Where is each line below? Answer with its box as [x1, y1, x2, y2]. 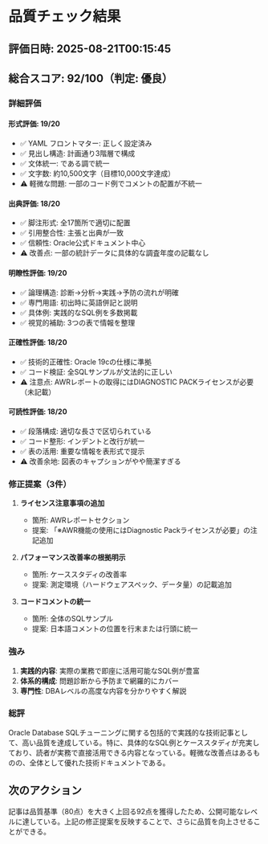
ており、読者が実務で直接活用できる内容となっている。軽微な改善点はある [8, 748, 254, 757]
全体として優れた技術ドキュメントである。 [29, 757, 170, 768]
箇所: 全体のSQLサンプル [31, 614, 114, 624]
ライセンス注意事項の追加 [19, 498, 105, 508]
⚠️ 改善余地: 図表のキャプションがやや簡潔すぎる [19, 456, 182, 466]
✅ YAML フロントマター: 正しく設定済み [19, 138, 152, 149]
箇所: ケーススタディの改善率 [31, 570, 127, 580]
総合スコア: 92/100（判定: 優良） [8, 72, 173, 85]
